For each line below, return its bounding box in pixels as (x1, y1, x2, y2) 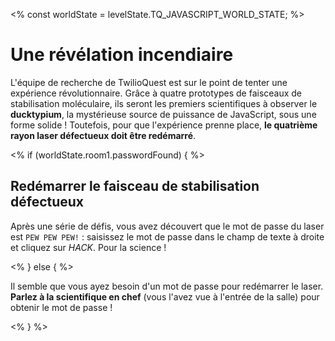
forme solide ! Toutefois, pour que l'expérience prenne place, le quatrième (10, 119, 318, 131)
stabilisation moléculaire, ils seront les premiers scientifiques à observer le (10, 97, 318, 109)
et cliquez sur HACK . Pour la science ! (10, 241, 167, 253)
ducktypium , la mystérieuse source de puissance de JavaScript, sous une (10, 108, 317, 120)
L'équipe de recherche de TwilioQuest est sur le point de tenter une (10, 76, 288, 88)
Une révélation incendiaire (10, 44, 234, 66)
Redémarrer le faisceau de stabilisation (10, 178, 260, 195)
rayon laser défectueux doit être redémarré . (10, 129, 197, 141)
